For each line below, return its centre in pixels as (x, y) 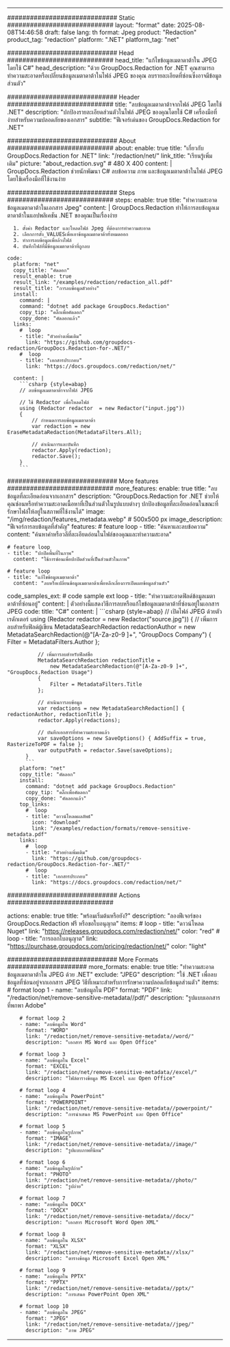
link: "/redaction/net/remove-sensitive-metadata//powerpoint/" (119, 1108)
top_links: (35, 804)
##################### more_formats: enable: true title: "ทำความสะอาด (111, 967)
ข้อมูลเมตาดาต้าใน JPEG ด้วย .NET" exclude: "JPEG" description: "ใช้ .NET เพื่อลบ (112, 974)
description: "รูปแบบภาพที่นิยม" (65, 1150)
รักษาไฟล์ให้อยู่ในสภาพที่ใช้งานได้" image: (56, 511)
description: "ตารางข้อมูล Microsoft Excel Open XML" (97, 1259)
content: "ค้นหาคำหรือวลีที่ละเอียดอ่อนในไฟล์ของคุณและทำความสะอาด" (90, 534)
